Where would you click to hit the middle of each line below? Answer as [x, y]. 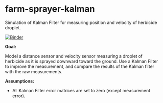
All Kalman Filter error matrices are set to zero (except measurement [81, 90]
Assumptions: [20, 81]
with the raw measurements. [34, 71]
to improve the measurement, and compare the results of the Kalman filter [80, 66]
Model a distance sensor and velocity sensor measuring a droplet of [74, 56]
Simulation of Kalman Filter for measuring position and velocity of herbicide [81, 22]
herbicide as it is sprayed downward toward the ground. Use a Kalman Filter [81, 61]
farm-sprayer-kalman [50, 9]
